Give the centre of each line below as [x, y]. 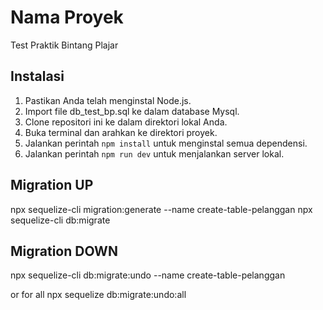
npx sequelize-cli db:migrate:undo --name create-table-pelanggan [148, 275]
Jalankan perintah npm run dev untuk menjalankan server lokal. [154, 153]
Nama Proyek [67, 17]
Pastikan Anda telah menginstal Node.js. [108, 100]
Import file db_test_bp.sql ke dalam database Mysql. [132, 111]
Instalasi [37, 76]
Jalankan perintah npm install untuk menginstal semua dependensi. [166, 143]
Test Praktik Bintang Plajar [64, 45]
